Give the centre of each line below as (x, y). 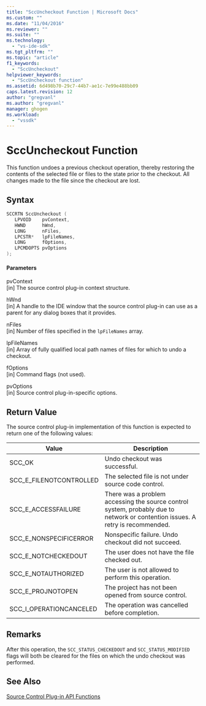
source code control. (134, 484)
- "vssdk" (24, 120)
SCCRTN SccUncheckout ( (37, 214)
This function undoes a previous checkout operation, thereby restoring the (101, 168)
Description (151, 449)
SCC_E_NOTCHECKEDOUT (48, 556)
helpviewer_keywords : (34, 75)
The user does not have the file (149, 552)
